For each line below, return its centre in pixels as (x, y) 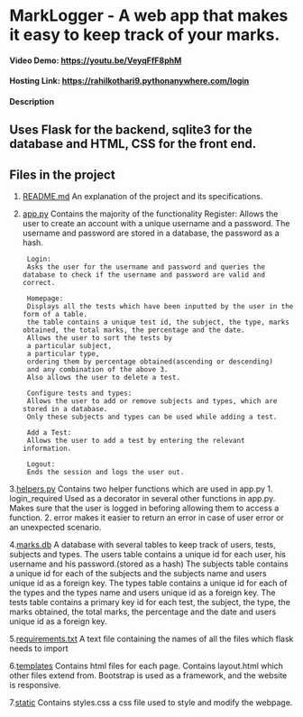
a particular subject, (69, 346)
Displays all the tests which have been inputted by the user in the (160, 307)
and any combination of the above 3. (97, 370)
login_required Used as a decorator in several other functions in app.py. (142, 499)
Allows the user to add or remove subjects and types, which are (152, 401)
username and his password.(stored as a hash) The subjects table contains (149, 564)
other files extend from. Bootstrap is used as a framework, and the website (148, 676)
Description (32, 101)
